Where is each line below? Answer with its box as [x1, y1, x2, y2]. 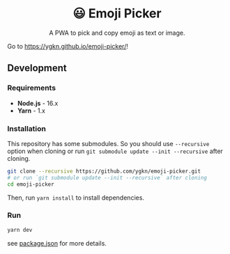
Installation [7, 124, 47, 134]
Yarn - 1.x [17, 106, 45, 115]
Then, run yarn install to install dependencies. [7, 193, 145, 202]
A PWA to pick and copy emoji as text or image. [49, 29, 185, 37]
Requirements [7, 83, 56, 93]
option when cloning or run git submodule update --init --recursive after [7, 147, 223, 155]
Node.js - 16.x [17, 99, 59, 107]
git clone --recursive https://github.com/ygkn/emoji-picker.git [7, 168, 201, 175]
